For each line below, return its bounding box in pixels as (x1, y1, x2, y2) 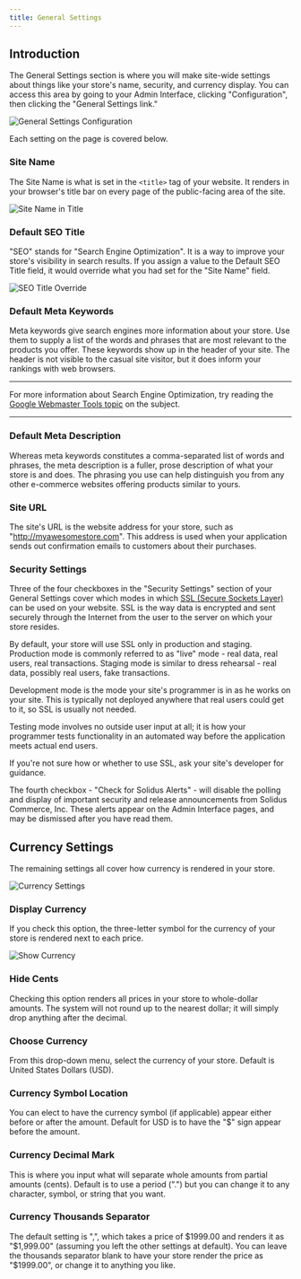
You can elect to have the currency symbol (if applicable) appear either (9, 1108, 272, 1118)
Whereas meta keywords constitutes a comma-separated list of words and (9, 450, 285, 460)
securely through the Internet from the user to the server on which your (9, 612, 273, 623)
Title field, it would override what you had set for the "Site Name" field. (9, 266, 271, 276)
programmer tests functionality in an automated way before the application (9, 731, 286, 741)
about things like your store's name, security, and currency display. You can (9, 80, 289, 91)
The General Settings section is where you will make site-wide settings (9, 70, 271, 81)
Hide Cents (9, 973, 59, 986)
